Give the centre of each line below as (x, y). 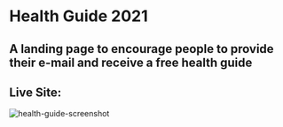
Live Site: (35, 92)
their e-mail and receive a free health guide (131, 62)
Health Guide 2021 (79, 16)
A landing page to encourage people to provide (141, 49)
